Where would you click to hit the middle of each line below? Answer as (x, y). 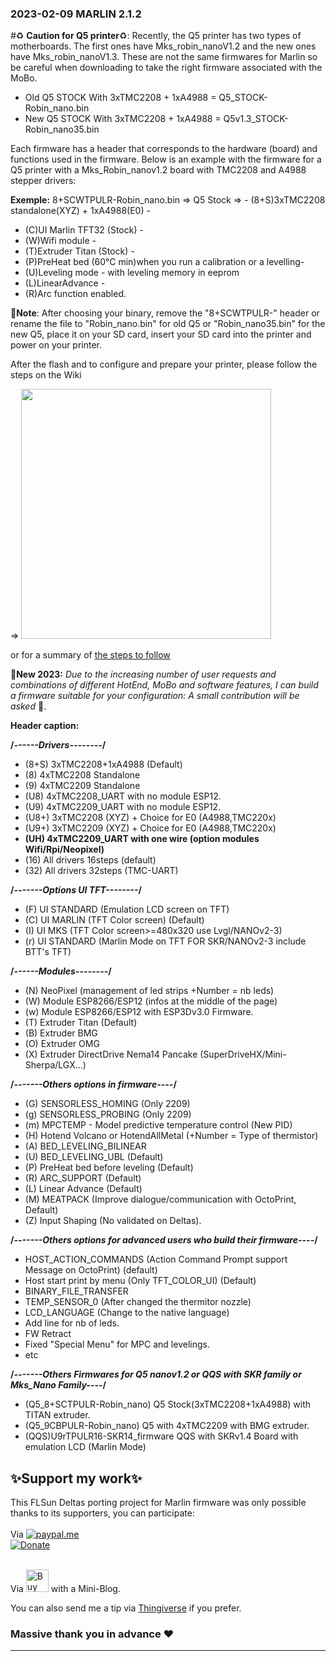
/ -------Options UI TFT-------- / (76, 890)
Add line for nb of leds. (72, 1323)
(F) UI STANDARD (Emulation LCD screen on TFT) (127, 909)
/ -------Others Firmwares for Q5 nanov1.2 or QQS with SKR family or (156, 1374)
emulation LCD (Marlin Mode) (85, 1447)
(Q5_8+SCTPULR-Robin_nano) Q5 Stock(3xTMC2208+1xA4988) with (168, 1404)
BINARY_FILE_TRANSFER (76, 1291)
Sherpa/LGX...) (55, 1065)
